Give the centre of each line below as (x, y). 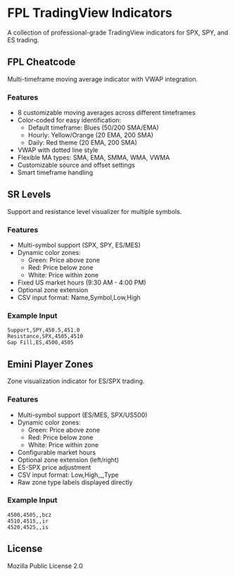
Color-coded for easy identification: (69, 120)
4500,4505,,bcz (30, 515)
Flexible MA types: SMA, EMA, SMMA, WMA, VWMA (94, 158)
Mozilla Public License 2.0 (45, 565)
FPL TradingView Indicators (90, 13)
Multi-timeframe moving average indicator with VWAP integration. (103, 79)
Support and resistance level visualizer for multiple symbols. (95, 211)
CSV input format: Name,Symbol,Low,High (79, 298)
